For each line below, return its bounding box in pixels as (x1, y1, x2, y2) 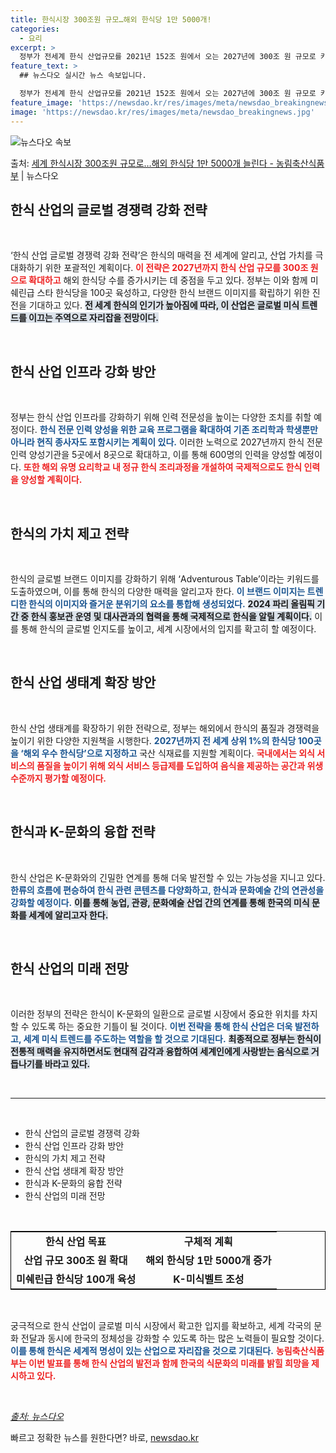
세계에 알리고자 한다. (28, 909, 109, 921)
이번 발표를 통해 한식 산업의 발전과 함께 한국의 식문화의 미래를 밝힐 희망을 (28, 1357, 310, 1370)
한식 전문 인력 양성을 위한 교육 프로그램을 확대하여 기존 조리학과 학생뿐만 (39, 424, 318, 436)
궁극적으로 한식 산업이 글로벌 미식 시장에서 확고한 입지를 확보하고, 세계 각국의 (10, 1320, 312, 1332)
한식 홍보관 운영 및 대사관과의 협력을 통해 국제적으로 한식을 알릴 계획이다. (30, 610, 313, 622)
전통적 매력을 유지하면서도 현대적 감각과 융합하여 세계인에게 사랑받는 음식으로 (10, 1046, 310, 1058)
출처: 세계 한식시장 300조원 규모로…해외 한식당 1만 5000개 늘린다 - (10, 157, 275, 169)
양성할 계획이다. (20, 474, 83, 486)
